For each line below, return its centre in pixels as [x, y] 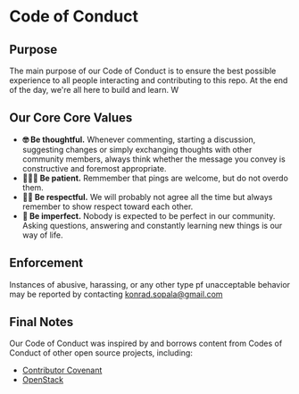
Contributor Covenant [62, 370]
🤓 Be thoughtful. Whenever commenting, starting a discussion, [139, 139]
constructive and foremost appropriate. [94, 168]
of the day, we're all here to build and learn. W [94, 90]
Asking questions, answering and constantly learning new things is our [152, 225]
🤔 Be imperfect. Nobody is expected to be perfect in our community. [149, 215]
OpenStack [43, 380]
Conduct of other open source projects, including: [101, 353]
